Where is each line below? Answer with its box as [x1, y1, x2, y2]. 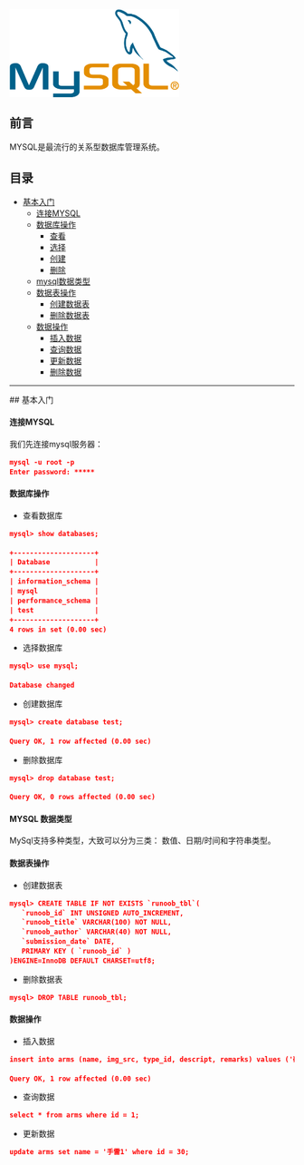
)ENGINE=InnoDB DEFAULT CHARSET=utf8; [9, 956, 156, 965]
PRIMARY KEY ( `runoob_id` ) [21, 947, 131, 956]
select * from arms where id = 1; [9, 1111, 140, 1120]
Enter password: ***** [9, 467, 95, 476]
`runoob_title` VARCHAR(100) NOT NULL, [21, 918, 172, 927]
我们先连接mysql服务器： [9, 438, 104, 449]
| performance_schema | [9, 596, 100, 605]
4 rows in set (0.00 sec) [9, 625, 107, 634]
